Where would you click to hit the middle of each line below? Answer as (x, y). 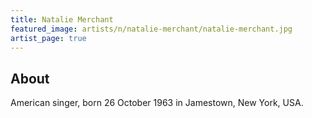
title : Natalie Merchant (62, 19)
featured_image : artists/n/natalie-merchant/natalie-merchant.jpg (151, 29)
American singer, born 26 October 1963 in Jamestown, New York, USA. (157, 103)
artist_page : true (48, 38)
